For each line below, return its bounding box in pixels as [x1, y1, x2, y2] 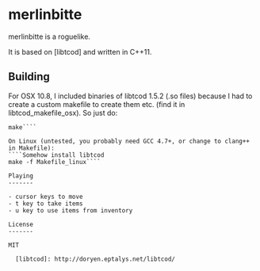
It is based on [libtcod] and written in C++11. [8, 47, 152, 56]
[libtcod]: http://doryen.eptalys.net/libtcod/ [15, 255, 176, 263]
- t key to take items [8, 200, 83, 208]
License [8, 220, 34, 228]
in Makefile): [8, 144, 55, 152]
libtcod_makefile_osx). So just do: [8, 108, 118, 117]
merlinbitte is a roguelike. [8, 32, 91, 41]
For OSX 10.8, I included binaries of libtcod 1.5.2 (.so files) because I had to [8, 91, 253, 101]
